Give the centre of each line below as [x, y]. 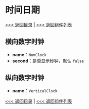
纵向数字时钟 [25, 78]
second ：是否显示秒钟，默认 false [48, 61]
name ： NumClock [29, 54]
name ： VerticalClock [35, 91]
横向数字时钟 [25, 42]
